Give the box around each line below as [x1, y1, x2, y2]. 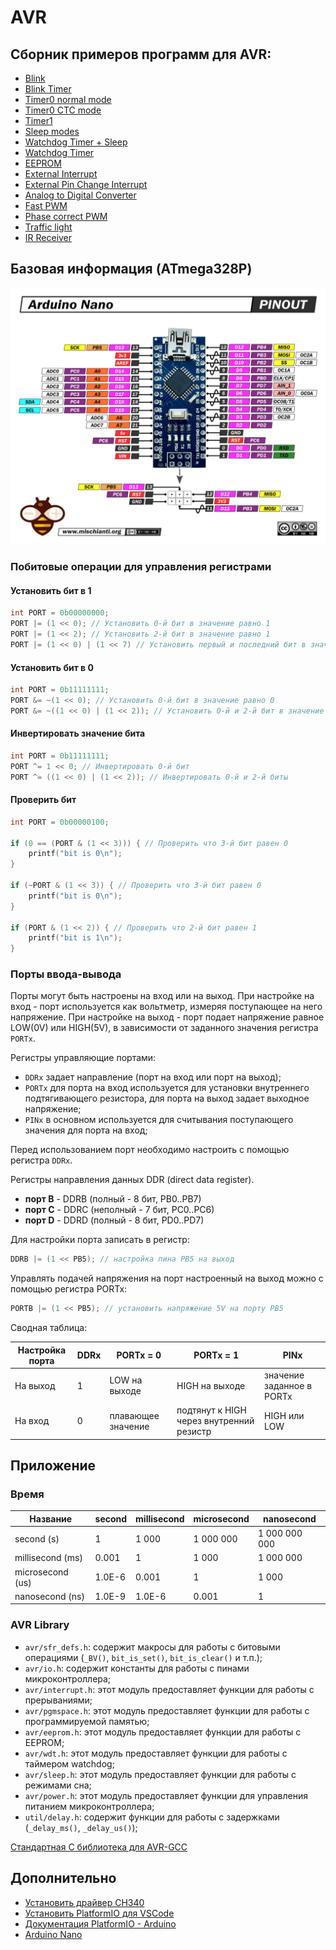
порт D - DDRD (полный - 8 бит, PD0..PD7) [24, 1214, 205, 1226]
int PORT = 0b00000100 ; [10, 817, 110, 827]
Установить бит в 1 [10, 584, 92, 596]
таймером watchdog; [24, 1757, 115, 1770]
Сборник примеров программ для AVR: [10, 46, 272, 63]
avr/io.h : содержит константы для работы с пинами [24, 1662, 250, 1674]
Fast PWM [24, 200, 68, 211]
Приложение [10, 1457, 97, 1475]
